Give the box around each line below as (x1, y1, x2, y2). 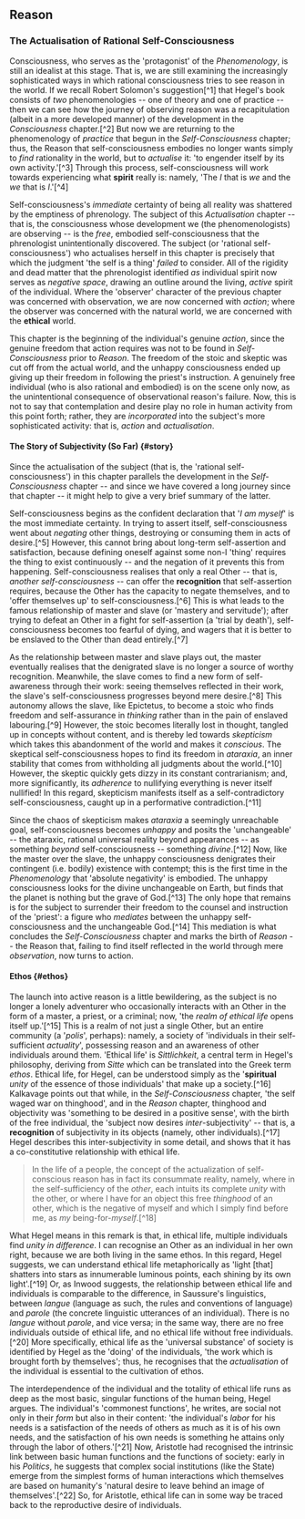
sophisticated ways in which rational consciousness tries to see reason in (9, 75, 285, 86)
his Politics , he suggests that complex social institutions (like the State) (9, 1461, 275, 1472)
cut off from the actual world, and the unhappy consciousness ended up (9, 362, 280, 373)
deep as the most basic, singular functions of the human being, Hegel (9, 1393, 271, 1404)
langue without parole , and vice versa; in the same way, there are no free (9, 1317, 284, 1328)
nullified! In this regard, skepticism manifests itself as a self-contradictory (9, 787, 285, 798)
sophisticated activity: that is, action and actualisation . (9, 419, 215, 431)
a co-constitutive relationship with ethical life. (9, 1146, 180, 1157)
